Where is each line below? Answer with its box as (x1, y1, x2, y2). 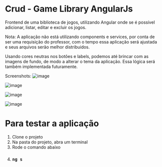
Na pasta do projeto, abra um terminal (12, 139, 88, 145)
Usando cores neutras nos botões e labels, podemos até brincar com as (5, 53, 149, 59)
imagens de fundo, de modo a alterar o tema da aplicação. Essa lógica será (5, 58, 155, 64)
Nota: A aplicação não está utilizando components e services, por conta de (5, 34, 155, 40)
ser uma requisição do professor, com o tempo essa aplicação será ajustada (5, 39, 157, 44)
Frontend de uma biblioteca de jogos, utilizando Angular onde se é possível (5, 19, 155, 25)
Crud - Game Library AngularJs (5, 3, 133, 14)
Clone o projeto (12, 134, 43, 139)
